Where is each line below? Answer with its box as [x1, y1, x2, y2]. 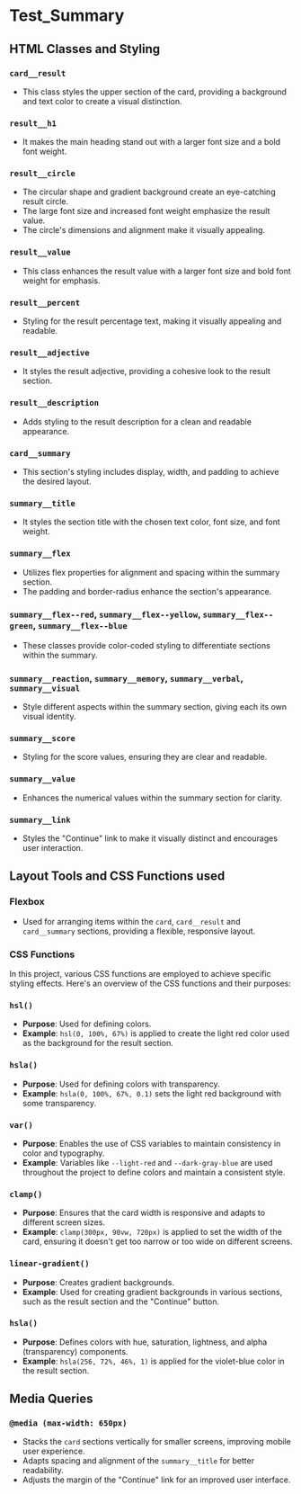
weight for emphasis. [22, 275, 101, 286]
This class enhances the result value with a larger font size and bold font [22, 265, 292, 276]
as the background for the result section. [22, 1038, 173, 1049]
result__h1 [9, 118, 57, 129]
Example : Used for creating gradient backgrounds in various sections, [22, 1286, 283, 1297]
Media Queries [9, 1391, 93, 1407]
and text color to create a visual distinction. [22, 95, 182, 106]
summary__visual [9, 683, 81, 693]
